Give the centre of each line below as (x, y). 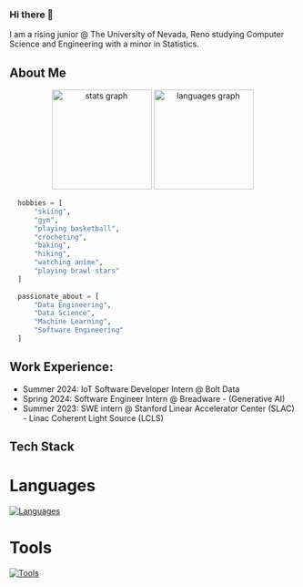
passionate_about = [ (59, 296)
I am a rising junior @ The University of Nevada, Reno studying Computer (147, 35)
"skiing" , (52, 211)
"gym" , (46, 220)
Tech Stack (42, 447)
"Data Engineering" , (72, 304)
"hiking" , (52, 254)
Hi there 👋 (32, 15)
